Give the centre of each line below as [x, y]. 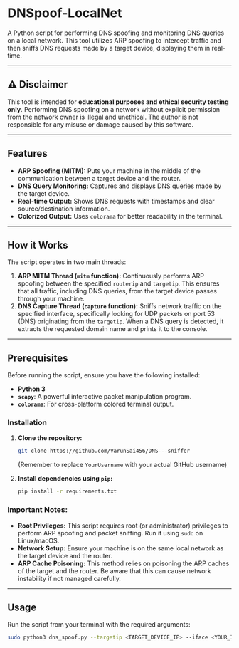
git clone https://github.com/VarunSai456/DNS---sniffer [104, 451]
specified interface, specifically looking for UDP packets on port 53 [116, 314]
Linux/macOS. [38, 540]
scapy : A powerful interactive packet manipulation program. [105, 397]
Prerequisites [38, 358]
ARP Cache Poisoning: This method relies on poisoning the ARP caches [123, 563]
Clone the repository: [50, 438]
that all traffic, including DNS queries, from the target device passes [117, 291]
